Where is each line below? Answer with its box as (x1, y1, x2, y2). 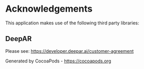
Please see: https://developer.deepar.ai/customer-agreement (5, 48, 134, 54)
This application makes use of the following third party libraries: (5, 20, 139, 26)
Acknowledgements (5, 3, 93, 15)
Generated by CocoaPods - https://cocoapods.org (5, 58, 111, 64)
